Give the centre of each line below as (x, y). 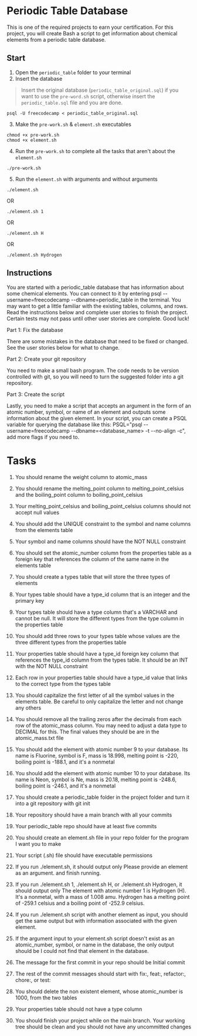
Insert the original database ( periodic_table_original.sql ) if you (100, 90)
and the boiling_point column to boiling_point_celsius (79, 494)
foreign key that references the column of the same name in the (92, 559)
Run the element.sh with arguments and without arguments (86, 179)
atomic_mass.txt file (39, 738)
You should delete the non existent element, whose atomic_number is (99, 991)
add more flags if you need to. (43, 437)
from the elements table (44, 530)
